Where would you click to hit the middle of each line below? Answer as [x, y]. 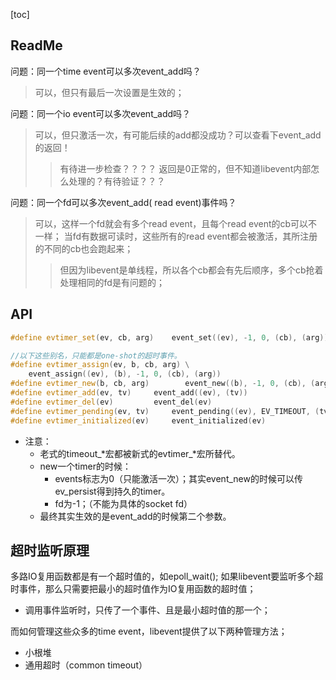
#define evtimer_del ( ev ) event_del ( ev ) [111, 402]
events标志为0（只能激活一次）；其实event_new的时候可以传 [178, 478]
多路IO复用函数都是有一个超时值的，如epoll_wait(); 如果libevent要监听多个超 [167, 576]
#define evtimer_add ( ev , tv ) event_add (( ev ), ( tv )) [129, 393]
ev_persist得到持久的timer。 [112, 491]
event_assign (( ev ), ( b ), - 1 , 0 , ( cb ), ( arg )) [125, 374]
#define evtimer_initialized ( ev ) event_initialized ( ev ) [138, 420]
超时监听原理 [50, 550]
